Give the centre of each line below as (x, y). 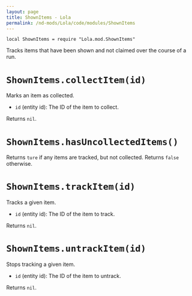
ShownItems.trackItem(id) (71, 187)
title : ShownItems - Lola (38, 17)
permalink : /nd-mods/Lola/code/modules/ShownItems (71, 23)
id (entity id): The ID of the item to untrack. (68, 276)
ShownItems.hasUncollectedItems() (92, 142)
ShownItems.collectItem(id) (76, 80)
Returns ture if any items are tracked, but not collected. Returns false (92, 157)
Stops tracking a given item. (41, 264)
